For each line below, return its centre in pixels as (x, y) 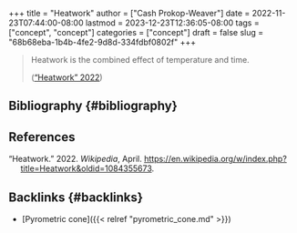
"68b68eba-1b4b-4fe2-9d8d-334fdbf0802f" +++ (102, 42)
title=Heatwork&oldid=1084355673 (86, 168)
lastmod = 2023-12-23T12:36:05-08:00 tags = (173, 23)
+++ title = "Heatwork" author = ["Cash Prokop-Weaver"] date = (129, 13)
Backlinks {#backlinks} (76, 197)
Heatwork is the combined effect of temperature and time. (140, 60)
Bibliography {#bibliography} (93, 106)
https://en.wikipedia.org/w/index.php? (215, 159)
